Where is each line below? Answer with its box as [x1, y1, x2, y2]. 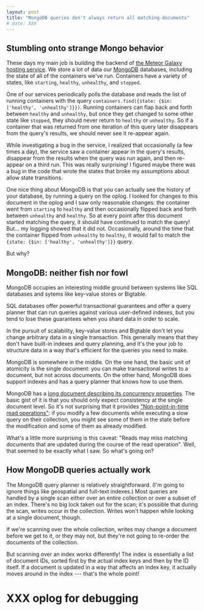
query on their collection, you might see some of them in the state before [6, 416, 191, 423]
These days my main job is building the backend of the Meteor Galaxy [6, 59, 182, 67]
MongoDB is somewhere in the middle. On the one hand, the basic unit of [6, 359, 191, 365]
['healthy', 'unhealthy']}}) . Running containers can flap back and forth [6, 103, 192, 111]
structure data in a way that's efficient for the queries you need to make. [6, 347, 188, 354]
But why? [6, 250, 30, 257]
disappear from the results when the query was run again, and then [6, 154, 176, 162]
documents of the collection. [6, 538, 79, 545]
